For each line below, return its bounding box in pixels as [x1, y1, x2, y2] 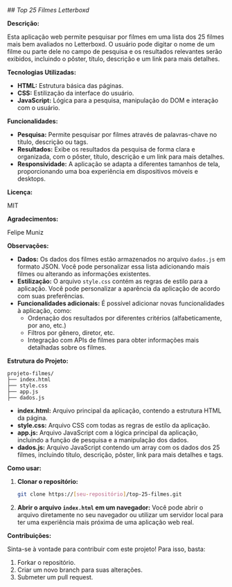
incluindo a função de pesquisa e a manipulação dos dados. [17, 436, 189, 444]
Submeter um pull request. [17, 572, 93, 581]
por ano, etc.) [27, 321, 67, 329]
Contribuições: [7, 531, 52, 539]
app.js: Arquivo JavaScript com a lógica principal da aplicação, [17, 428, 199, 437]
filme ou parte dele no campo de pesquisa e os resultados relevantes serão [7, 48, 223, 55]
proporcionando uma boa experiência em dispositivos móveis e [17, 168, 199, 175]
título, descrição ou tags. [17, 138, 89, 146]
